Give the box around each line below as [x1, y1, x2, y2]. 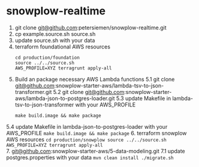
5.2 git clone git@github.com [53, 88, 125, 95]
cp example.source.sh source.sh [14, 30, 96, 37]
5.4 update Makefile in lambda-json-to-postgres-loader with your [6, 123, 168, 130]
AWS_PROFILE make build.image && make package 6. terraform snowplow [6, 129, 187, 136]
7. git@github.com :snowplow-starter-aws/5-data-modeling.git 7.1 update [6, 147, 186, 154]
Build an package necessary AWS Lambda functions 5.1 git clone [14, 75, 175, 83]
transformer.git [14, 88, 52, 95]
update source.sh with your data [14, 37, 95, 44]
